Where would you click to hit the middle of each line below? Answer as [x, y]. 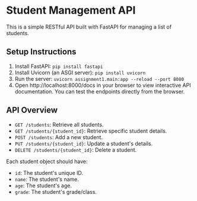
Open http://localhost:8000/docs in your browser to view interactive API [103, 85]
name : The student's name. [47, 179]
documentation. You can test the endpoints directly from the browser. [100, 91]
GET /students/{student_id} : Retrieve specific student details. [91, 131]
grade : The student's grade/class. [55, 191]
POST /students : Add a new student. [58, 137]
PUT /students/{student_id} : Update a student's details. [84, 143]
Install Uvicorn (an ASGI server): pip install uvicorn [80, 73]
